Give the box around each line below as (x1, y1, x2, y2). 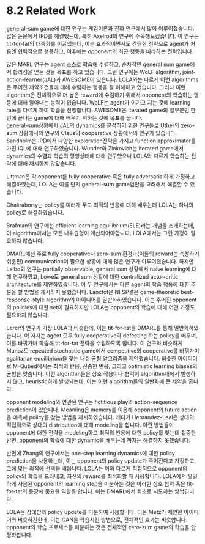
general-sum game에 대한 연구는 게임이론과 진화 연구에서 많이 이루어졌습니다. (6, 24, 195, 32)
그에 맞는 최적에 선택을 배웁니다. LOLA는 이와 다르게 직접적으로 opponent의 (6, 465, 188, 472)
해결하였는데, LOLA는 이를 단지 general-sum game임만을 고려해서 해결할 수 (6, 180, 188, 188)
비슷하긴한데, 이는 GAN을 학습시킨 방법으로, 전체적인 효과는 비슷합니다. (17, 516, 188, 523)
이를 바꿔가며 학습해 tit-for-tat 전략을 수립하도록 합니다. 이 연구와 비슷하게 (6, 339, 183, 347)
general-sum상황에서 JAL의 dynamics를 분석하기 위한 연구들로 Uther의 (6, 122, 180, 129)
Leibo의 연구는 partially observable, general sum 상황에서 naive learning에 (6, 265, 191, 273)
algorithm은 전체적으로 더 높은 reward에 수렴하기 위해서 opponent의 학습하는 (6, 91, 193, 98)
